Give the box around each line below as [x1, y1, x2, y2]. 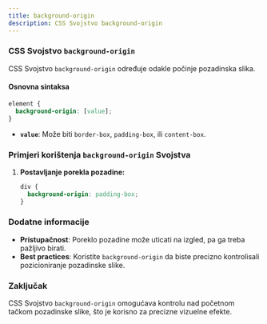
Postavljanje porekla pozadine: [19, 167, 126, 177]
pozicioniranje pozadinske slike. [19, 260, 126, 270]
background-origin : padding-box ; [27, 190, 139, 198]
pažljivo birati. [19, 243, 66, 253]
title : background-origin [8, 11, 94, 20]
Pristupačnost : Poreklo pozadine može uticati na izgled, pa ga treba [19, 234, 245, 244]
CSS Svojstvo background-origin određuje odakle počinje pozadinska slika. [8, 63, 256, 73]
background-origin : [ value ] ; [15, 107, 113, 115]
